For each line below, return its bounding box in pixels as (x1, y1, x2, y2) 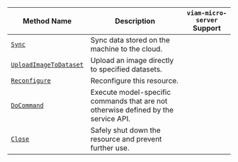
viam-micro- (186, 9, 227, 17)
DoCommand (11, 102, 44, 109)
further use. (90, 143, 130, 153)
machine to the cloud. (90, 44, 163, 54)
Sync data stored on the (90, 35, 170, 45)
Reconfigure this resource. (90, 76, 179, 86)
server (195, 16, 218, 24)
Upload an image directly (90, 56, 174, 65)
